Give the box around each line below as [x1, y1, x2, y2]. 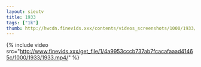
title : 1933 [6, 14, 36, 20]
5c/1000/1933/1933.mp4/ [6, 54, 69, 61]
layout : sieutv [6, 8, 44, 15]
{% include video [6, 42, 49, 49]
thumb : [6, 25, 23, 31]
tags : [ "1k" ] [6, 20, 39, 25]
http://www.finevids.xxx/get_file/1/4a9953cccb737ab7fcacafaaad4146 [20, 48, 193, 55]
